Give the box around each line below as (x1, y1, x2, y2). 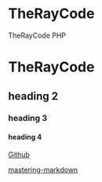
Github (8, 150, 30, 159)
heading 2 (8, 89, 59, 103)
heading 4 (8, 133, 42, 142)
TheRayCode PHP (8, 31, 67, 40)
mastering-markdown (8, 165, 78, 174)
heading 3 (8, 113, 48, 124)
